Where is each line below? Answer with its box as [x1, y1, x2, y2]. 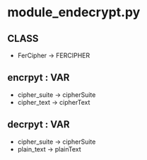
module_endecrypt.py [7, 4, 141, 21]
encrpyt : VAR [7, 72, 70, 84]
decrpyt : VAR [7, 118, 70, 131]
